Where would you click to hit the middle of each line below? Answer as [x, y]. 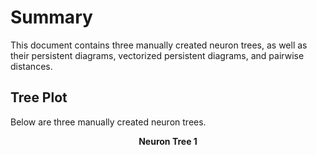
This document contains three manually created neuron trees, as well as [159, 45]
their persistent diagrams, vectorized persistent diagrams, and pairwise [157, 55]
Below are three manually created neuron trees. [108, 122]
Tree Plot [39, 97]
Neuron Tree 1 [168, 141]
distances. [31, 66]
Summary [51, 17]
